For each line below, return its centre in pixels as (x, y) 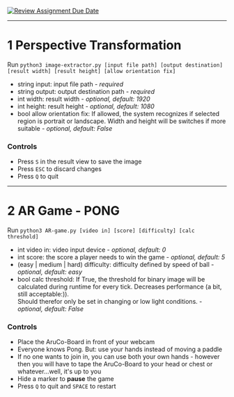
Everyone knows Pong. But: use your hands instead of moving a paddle (120, 349)
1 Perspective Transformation (94, 46)
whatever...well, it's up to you (59, 371)
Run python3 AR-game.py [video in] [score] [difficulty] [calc (101, 230)
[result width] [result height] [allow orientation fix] (92, 71)
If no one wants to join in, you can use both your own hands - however (118, 357)
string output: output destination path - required (86, 91)
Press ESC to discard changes (60, 169)
